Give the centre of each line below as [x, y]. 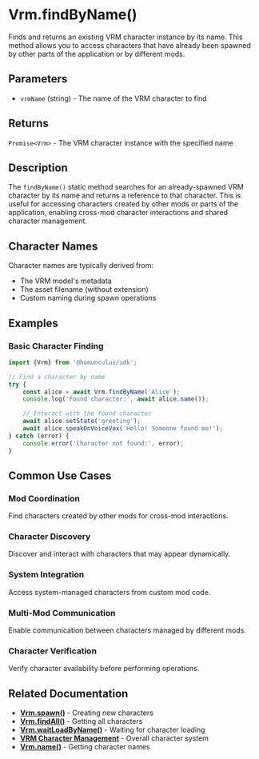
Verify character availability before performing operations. [104, 669]
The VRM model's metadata [66, 281]
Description [38, 168]
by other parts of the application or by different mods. [97, 54]
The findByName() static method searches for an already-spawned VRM [126, 187]
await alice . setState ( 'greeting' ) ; [82, 421]
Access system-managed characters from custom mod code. [110, 592]
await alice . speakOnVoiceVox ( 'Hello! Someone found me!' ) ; [123, 429]
